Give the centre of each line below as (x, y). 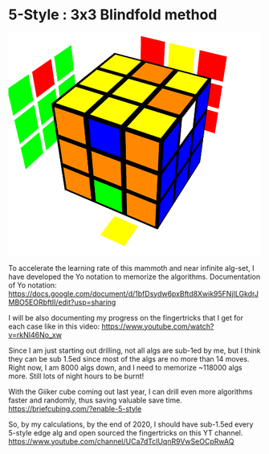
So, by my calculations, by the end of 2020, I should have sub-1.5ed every (131, 424)
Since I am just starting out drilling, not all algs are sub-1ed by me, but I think (134, 350)
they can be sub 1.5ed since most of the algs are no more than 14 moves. (129, 358)
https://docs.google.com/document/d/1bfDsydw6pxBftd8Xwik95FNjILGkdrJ (134, 293)
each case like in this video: (54, 326)
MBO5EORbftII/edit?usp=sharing (62, 302)
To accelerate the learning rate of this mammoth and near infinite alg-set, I (131, 268)
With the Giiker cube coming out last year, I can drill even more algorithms (130, 391)
